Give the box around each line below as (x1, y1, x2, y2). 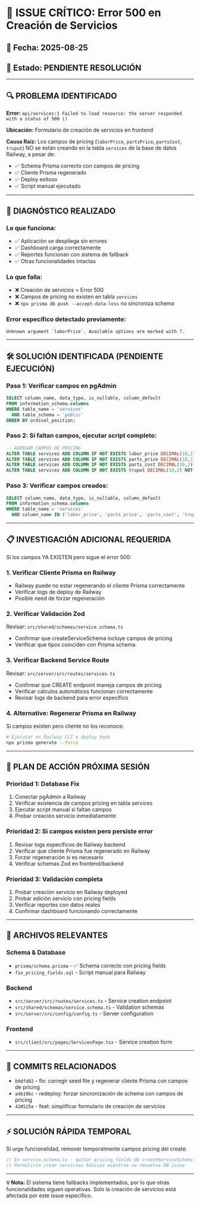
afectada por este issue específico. (6, 1192, 93, 1199)
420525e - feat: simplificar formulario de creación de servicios (14, 1103, 165, 1110)
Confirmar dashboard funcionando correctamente (14, 908, 138, 915)
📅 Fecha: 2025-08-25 (6, 42, 88, 53)
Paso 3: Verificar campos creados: (6, 481, 108, 490)
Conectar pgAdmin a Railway (14, 793, 86, 801)
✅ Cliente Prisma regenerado (14, 169, 87, 176)
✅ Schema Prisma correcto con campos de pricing (14, 162, 140, 170)
